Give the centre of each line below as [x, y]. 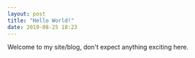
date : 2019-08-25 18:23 [43, 27]
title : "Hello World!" [41, 21]
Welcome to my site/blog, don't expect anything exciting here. [98, 47]
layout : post [27, 14]
